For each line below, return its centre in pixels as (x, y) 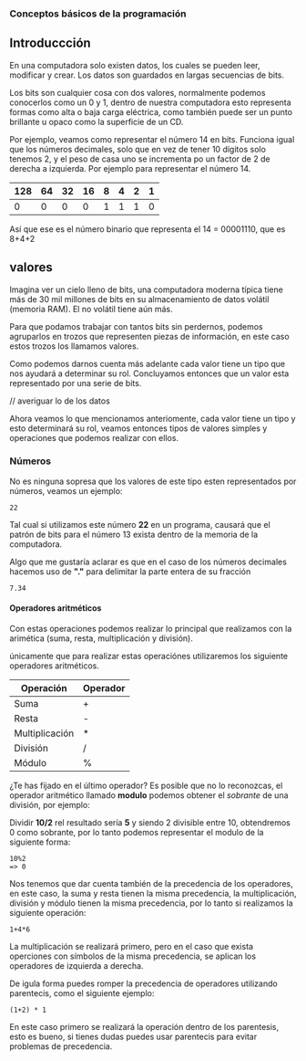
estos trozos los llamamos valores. (74, 346)
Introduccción (50, 43)
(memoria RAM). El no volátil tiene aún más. (91, 309)
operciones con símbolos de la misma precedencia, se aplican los (133, 956)
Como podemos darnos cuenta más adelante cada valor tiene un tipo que (147, 363)
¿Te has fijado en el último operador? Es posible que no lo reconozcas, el (146, 786)
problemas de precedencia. (61, 1046)
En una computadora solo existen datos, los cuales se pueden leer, (135, 65)
